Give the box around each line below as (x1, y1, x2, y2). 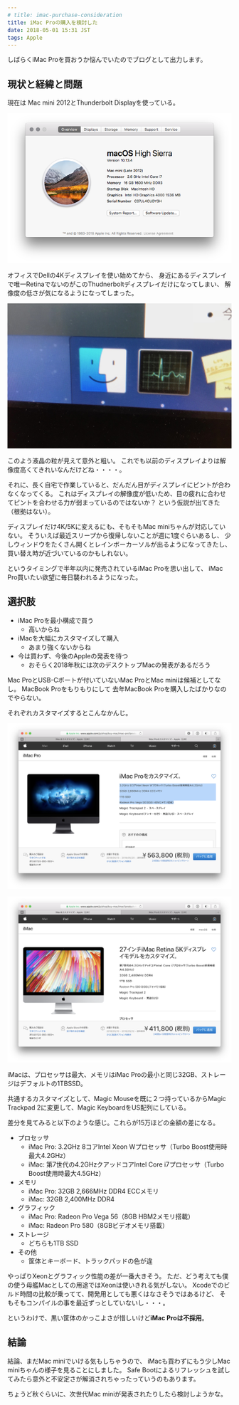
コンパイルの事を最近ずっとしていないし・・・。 (26, 1298, 169, 1307)
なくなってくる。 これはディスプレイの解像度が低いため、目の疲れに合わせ (7, 489, 226, 498)
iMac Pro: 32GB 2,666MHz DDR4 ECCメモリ (28, 1186, 159, 1195)
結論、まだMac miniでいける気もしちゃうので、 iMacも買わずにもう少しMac (7, 1357, 231, 1365)
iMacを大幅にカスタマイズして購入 (17, 633, 119, 642)
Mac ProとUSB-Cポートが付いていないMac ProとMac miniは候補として (7, 675, 215, 684)
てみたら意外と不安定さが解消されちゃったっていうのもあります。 (7, 1374, 200, 1383)
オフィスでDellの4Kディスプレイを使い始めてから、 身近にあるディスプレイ (7, 270, 228, 279)
